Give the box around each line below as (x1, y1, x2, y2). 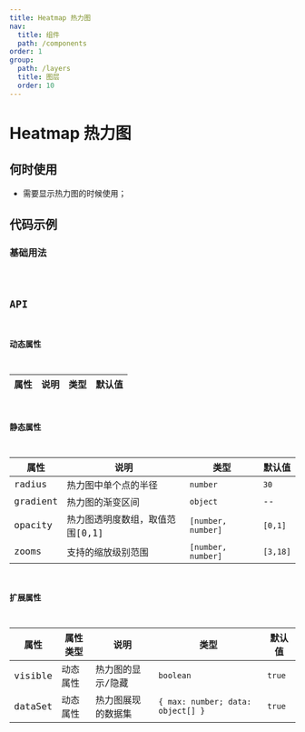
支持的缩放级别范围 (66, 546, 150, 558)
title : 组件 (17, 30, 61, 39)
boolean (158, 670, 192, 681)
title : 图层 (17, 73, 61, 82)
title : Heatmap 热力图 (9, 13, 92, 23)
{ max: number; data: (158, 697, 252, 707)
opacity (14, 519, 53, 532)
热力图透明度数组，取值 (66, 513, 168, 526)
